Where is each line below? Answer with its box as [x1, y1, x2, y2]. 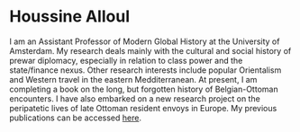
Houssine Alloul [9, 6, 131, 27]
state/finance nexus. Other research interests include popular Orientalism [9, 65, 282, 75]
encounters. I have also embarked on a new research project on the [9, 92, 261, 104]
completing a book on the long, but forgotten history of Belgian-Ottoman [9, 84, 278, 94]
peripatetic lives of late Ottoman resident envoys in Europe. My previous [9, 102, 277, 113]
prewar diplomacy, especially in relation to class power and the [9, 55, 243, 66]
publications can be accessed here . [9, 112, 142, 123]
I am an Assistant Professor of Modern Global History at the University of [9, 36, 280, 47]
